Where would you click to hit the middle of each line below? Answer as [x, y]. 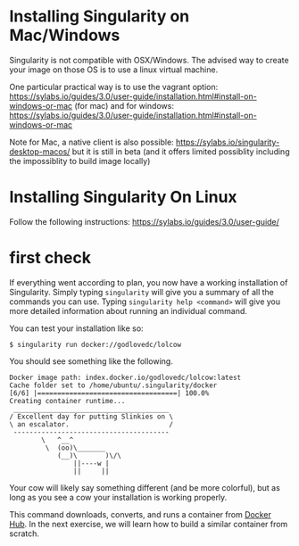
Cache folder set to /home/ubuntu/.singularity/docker [113, 385]
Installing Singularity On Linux [124, 197]
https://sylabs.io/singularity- [228, 142]
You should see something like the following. [91, 361]
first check [50, 258]
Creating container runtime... [67, 401]
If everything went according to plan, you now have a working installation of [149, 282]
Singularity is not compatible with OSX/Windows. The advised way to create [149, 60]
